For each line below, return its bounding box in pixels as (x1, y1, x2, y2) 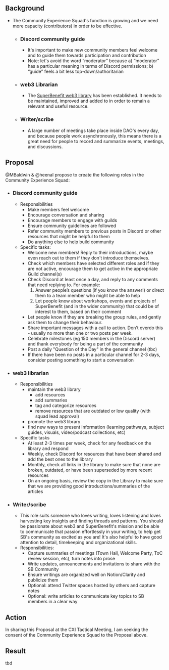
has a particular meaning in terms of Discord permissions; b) (27, 63, 154, 69)
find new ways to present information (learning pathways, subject (27, 424, 164, 430)
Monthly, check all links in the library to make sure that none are (27, 462, 160, 468)
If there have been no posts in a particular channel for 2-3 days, (27, 351, 160, 358)
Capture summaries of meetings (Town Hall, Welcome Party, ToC (27, 550, 163, 556)
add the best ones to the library (27, 456, 93, 462)
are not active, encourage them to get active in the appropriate (27, 265, 158, 272)
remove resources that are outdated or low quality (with (35, 408, 151, 414)
